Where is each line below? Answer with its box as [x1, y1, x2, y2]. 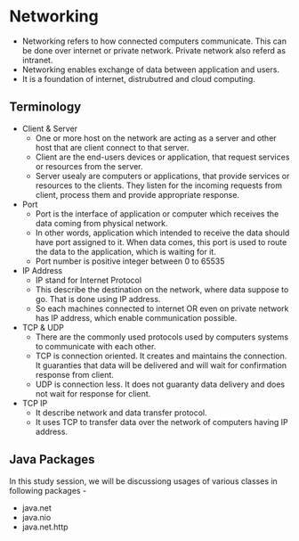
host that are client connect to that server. [35, 142, 190, 152]
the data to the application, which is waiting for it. [35, 246, 216, 257]
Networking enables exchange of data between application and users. [21, 64, 280, 75]
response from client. [35, 369, 114, 380]
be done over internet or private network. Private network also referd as [21, 45, 287, 55]
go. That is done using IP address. [35, 293, 161, 304]
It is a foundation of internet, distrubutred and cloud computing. [21, 73, 255, 84]
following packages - [9, 485, 87, 496]
